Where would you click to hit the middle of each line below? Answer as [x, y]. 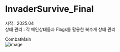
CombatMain [18, 39]
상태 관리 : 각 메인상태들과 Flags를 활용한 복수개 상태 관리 [60, 29]
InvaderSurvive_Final [49, 9]
